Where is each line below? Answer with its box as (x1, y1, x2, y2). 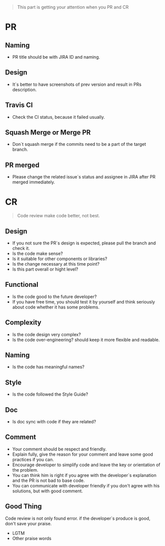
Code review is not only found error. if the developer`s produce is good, (5, 515, 151, 521)
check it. (12, 245, 30, 251)
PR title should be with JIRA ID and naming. (12, 54, 100, 60)
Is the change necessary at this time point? (12, 261, 100, 267)
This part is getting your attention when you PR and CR (17, 4, 129, 10)
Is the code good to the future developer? (12, 293, 97, 300)
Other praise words (12, 535, 52, 541)
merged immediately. (12, 179, 55, 185)
